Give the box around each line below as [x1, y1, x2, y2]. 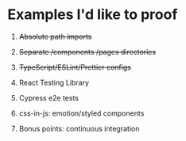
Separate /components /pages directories [18, 47, 157, 56]
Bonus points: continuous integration [18, 124, 140, 133]
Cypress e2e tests [18, 93, 79, 102]
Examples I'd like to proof [7, 6, 178, 24]
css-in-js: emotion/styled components [18, 109, 145, 118]
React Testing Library [18, 78, 89, 87]
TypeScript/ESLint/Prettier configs [18, 62, 132, 72]
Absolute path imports [18, 32, 92, 41]
